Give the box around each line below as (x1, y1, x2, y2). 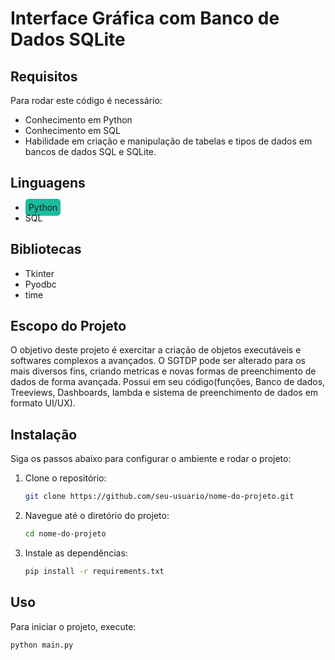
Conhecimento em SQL (24, 125, 121, 136)
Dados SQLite (10, 28, 126, 51)
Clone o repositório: (24, 472, 107, 484)
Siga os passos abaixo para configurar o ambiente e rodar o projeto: (10, 453, 292, 465)
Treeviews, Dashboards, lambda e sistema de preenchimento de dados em (10, 387, 319, 399)
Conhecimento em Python (24, 114, 133, 126)
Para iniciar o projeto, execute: (10, 620, 137, 632)
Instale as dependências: (24, 547, 128, 559)
